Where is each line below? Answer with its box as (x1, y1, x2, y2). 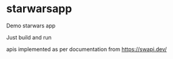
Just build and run (6, 33, 52, 41)
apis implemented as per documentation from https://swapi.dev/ (6, 45, 167, 53)
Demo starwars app (6, 22, 56, 29)
